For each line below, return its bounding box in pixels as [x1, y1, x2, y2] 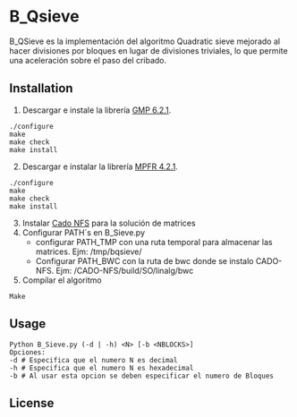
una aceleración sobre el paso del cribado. [9, 55, 167, 65]
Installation [9, 81, 73, 96]
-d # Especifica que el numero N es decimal [9, 355, 178, 364]
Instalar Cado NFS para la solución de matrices [21, 217, 196, 228]
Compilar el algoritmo [21, 275, 102, 285]
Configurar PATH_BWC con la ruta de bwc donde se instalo [35, 255, 254, 266]
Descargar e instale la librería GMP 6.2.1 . [21, 105, 172, 115]
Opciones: [9, 347, 47, 357]
